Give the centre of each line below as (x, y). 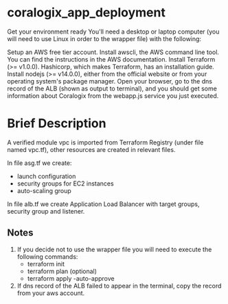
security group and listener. (46, 211)
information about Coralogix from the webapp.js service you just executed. (113, 96)
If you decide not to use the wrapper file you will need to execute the (114, 249)
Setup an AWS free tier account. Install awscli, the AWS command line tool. (113, 52)
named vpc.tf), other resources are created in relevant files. (91, 149)
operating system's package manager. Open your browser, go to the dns (110, 81)
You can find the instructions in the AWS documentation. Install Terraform (111, 59)
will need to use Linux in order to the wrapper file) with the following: (104, 38)
